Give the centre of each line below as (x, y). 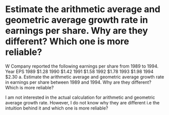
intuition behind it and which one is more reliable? (57, 108)
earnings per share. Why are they (77, 31)
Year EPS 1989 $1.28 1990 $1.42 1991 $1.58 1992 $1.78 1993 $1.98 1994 (79, 71)
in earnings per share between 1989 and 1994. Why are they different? (78, 82)
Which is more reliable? (30, 87)
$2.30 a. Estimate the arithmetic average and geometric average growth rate (85, 77)
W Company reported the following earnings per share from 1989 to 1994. (82, 66)
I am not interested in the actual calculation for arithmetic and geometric (80, 97)
